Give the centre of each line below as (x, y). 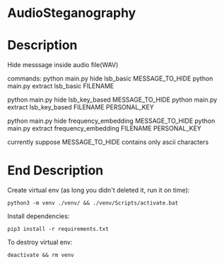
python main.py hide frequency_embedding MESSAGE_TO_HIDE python (111, 121)
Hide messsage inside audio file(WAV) (63, 65)
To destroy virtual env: (40, 242)
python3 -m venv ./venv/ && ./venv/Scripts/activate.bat (93, 203)
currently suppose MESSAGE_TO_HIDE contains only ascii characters (108, 142)
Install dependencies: (39, 216)
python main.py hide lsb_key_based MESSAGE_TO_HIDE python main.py (112, 100)
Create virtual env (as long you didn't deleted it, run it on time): (99, 190)
